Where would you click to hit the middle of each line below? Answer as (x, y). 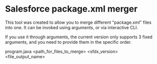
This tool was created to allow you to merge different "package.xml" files (78, 22)
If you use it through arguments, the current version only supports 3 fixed (79, 37)
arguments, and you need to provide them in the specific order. (69, 42)
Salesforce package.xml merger (71, 9)
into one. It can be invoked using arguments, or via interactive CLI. (71, 27)
